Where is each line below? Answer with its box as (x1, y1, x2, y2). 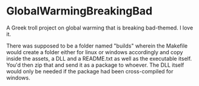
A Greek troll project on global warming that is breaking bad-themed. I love (6, 24, 194, 31)
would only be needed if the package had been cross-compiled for (6, 67, 174, 75)
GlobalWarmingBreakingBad (6, 4, 153, 18)
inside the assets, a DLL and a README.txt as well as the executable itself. (6, 55, 192, 62)
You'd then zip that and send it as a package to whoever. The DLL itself (6, 61, 184, 69)
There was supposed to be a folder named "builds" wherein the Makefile (6, 42, 188, 49)
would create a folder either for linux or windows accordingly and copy (6, 48, 183, 55)
